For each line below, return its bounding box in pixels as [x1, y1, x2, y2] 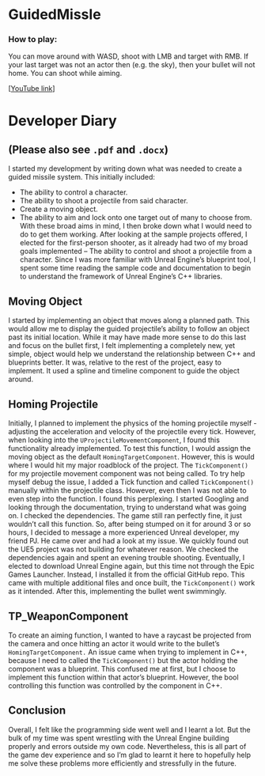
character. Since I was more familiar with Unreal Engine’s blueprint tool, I [19, 255, 256, 264]
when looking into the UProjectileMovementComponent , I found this [8, 435, 220, 445]
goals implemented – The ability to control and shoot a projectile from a [19, 247, 252, 256]
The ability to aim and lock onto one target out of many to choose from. [19, 213, 252, 222]
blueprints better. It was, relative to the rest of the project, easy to [8, 358, 221, 367]
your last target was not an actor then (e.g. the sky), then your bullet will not [8, 60, 256, 70]
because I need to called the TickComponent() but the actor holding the [8, 655, 238, 665]
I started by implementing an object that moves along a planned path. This [8, 316, 251, 325]
